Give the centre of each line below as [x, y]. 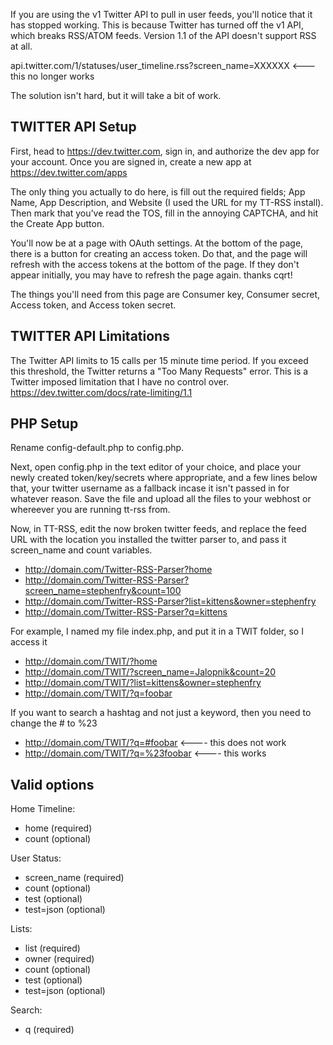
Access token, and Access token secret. [93, 305]
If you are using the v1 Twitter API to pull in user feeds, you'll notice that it [161, 14]
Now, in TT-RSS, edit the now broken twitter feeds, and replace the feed [158, 529]
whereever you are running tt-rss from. [90, 510]
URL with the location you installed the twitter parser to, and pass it [148, 540]
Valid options [52, 784]
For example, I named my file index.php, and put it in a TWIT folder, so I [157, 631]
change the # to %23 [54, 723]
